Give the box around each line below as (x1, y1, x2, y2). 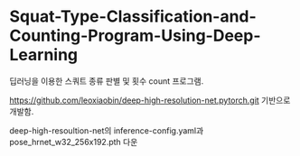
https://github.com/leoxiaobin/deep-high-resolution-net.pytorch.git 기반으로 (9, 95, 291, 106)
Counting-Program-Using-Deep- (9, 25, 261, 46)
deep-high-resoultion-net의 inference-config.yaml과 (9, 124, 204, 136)
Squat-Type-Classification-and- (9, 6, 258, 27)
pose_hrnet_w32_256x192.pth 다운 (9, 136, 138, 147)
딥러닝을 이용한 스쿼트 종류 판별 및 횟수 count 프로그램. (9, 75, 204, 87)
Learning (9, 45, 79, 65)
